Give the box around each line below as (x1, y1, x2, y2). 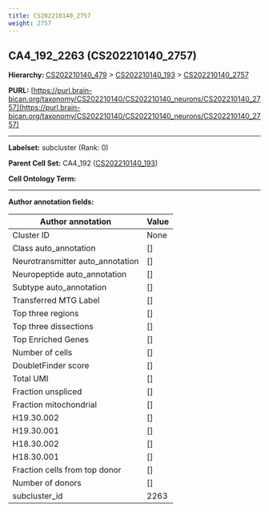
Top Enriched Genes (12, 334, 90, 345)
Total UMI (12, 373, 49, 384)
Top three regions (12, 308, 79, 319)
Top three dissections (12, 321, 94, 332)
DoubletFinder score (12, 360, 90, 372)
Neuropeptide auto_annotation (12, 269, 126, 280)
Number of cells (12, 347, 73, 358)
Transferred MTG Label (12, 295, 100, 306)
